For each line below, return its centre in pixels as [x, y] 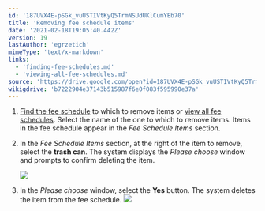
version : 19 [28, 38]
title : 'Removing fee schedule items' [72, 23]
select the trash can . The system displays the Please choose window [132, 152]
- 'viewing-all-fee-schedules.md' [72, 74]
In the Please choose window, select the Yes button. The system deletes [137, 190]
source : [21, 81]
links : [19, 60]
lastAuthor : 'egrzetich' [49, 45]
